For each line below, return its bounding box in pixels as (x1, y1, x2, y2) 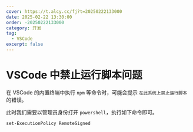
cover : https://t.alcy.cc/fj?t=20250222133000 (6, 8, 122, 15)
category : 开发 (6, 25, 42, 31)
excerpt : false (6, 42, 44, 48)
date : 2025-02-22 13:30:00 (6, 14, 72, 20)
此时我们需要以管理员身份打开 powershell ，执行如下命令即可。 (6, 109, 158, 116)
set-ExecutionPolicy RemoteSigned (6, 120, 91, 126)
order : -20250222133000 (6, 19, 65, 25)
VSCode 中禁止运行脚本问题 (6, 69, 143, 82)
